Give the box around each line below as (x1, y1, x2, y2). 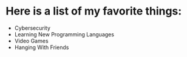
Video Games (14, 37, 49, 44)
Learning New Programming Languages (14, 30, 115, 38)
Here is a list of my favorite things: (5, 4, 182, 18)
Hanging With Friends (14, 44, 69, 51)
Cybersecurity (14, 24, 51, 32)
